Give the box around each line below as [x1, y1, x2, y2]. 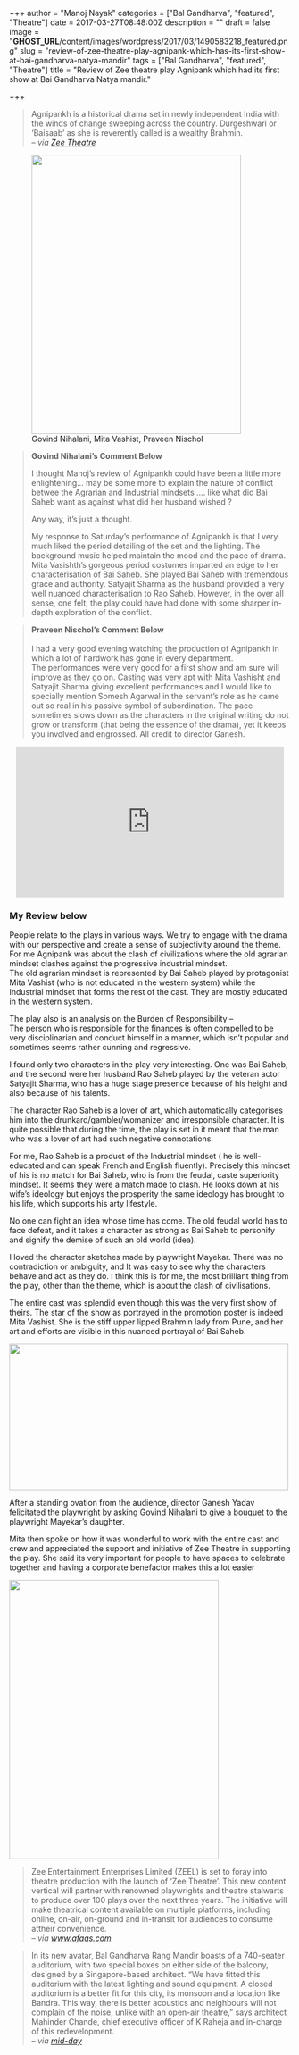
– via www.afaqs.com [30, 1933, 112, 1943]
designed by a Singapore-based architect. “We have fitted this [30, 1969, 261, 1980]
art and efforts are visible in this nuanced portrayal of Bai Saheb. [9, 1326, 247, 1337]
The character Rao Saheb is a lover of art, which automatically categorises [9, 1105, 284, 1115]
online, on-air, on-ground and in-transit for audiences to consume [30, 1914, 274, 1925]
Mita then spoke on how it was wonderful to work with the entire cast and [9, 1533, 279, 1544]
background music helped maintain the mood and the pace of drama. [30, 550, 287, 561]
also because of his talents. [9, 1088, 111, 1099]
